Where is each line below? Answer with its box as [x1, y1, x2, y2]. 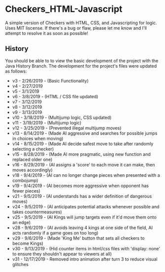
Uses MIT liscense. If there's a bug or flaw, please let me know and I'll [5, 25, 147, 31]
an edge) [12, 219, 31, 225]
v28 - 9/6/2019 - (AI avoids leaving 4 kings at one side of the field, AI [12, 225, 153, 231]
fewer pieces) [12, 188, 40, 194]
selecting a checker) [12, 146, 54, 152]
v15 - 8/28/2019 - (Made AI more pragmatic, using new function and [12, 151, 151, 157]
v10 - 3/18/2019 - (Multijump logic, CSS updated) [12, 115, 112, 120]
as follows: [5, 68, 27, 74]
